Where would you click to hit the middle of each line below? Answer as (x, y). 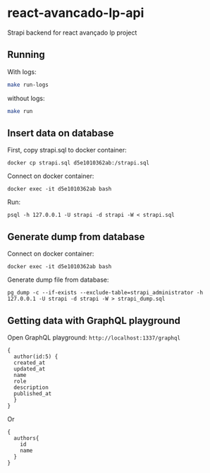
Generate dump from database (76, 237)
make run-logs (28, 85)
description (31, 387)
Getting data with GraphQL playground (94, 320)
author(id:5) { (36, 357)
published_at (33, 393)
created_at (30, 363)
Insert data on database (61, 133)
